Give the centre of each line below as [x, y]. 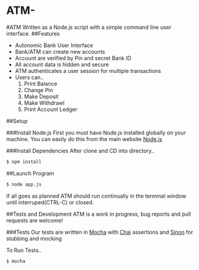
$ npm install [24, 162]
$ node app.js [24, 184]
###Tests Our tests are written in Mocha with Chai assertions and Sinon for [100, 232]
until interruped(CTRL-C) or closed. [50, 202]
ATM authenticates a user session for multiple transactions [88, 71]
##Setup [17, 121]
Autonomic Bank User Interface [54, 45]
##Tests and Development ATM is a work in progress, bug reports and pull [99, 214]
